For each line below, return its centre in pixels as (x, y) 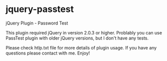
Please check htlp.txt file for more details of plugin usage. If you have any (81, 47)
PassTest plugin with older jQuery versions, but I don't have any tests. (77, 38)
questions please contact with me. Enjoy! (48, 53)
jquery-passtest (40, 9)
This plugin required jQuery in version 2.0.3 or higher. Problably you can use (84, 32)
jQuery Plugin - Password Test (37, 23)
